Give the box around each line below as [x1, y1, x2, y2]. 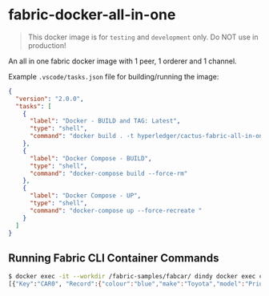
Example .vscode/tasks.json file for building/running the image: [8, 71, 219, 81]
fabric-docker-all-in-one [8, 6, 176, 24]
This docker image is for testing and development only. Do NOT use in [27, 32, 259, 42]
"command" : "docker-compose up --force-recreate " [29, 206, 203, 214]
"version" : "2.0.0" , [15, 95, 84, 103]
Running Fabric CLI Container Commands [8, 251, 219, 265]
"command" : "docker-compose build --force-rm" [29, 169, 188, 177]
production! [27, 40, 66, 50]
